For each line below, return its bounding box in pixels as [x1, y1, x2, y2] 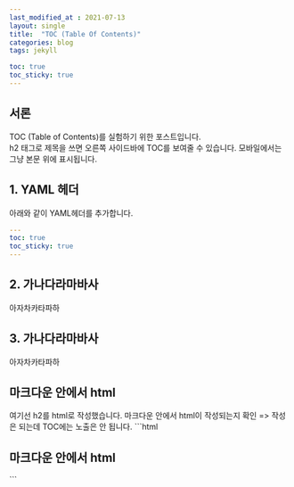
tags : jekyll [9, 46, 58, 55]
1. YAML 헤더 [9, 182, 79, 197]
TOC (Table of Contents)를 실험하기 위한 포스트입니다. [9, 131, 202, 142]
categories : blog [9, 37, 74, 47]
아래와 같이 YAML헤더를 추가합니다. [9, 207, 134, 219]
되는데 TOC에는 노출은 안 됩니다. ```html [18, 421, 159, 433]
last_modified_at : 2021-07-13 [9, 12, 126, 22]
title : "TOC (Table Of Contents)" [9, 29, 142, 38]
